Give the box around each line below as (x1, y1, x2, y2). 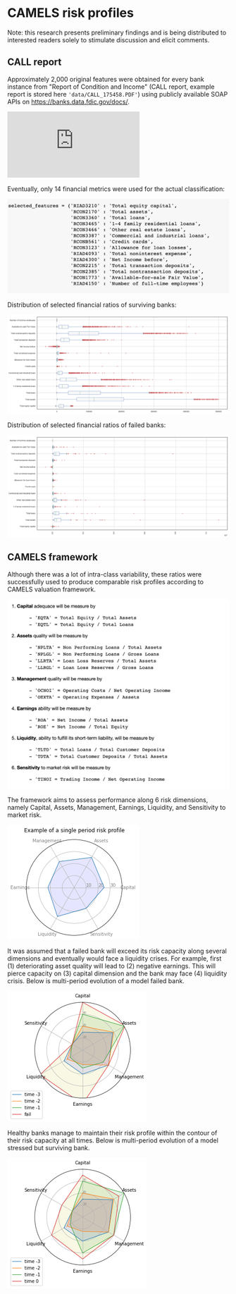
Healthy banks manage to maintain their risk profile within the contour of (7, 1128, 218, 1137)
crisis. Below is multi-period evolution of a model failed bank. (7, 976, 185, 985)
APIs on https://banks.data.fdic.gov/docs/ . (7, 97, 130, 106)
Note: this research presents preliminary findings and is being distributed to (7, 28, 227, 37)
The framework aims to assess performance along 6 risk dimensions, (7, 795, 209, 804)
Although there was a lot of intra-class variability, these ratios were (7, 569, 202, 579)
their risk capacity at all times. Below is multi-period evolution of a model (7, 1136, 218, 1145)
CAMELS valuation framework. (7, 585, 97, 593)
